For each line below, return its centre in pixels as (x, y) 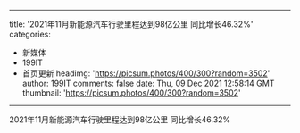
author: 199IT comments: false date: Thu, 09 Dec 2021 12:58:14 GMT (148, 83)
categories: (30, 34)
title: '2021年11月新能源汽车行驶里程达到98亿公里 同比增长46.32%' (131, 24)
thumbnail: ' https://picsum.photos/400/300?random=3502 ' (131, 93)
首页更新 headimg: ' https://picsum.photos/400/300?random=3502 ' (146, 73)
